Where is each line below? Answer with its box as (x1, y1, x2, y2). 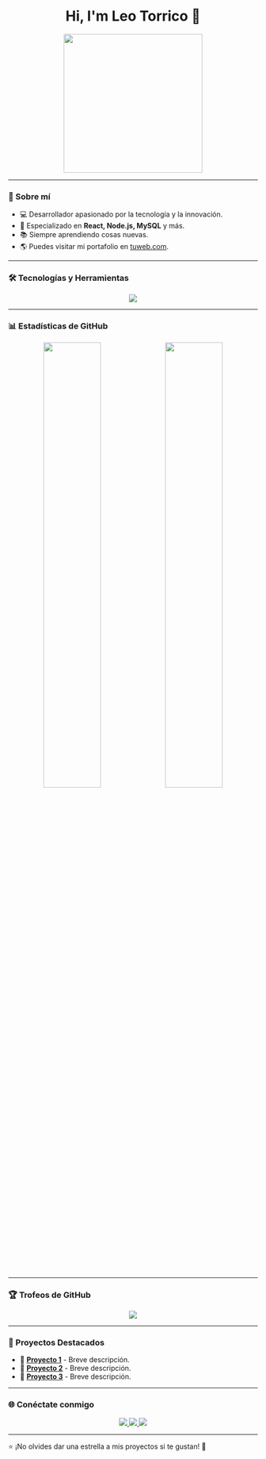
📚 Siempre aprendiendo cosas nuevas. (19, 230, 149, 240)
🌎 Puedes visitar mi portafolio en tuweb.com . (19, 242, 169, 251)
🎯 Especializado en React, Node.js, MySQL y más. (19, 221, 185, 231)
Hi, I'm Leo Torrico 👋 (65, 7, 201, 25)
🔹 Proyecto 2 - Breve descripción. (19, 1364, 131, 1373)
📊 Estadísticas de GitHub (8, 321, 108, 332)
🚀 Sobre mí (8, 190, 51, 202)
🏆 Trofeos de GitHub (8, 1289, 91, 1300)
